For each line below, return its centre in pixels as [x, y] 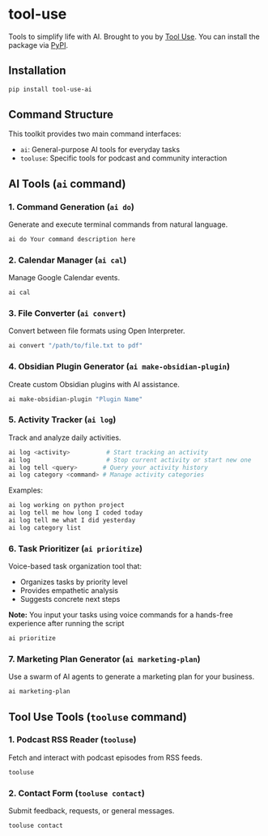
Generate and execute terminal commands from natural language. [118, 224]
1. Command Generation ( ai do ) [72, 207]
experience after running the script [66, 624]
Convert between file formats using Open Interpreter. [97, 331]
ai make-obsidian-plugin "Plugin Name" [76, 399]
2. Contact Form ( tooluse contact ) [77, 793]
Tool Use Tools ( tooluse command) [98, 717]
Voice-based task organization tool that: [75, 566]
